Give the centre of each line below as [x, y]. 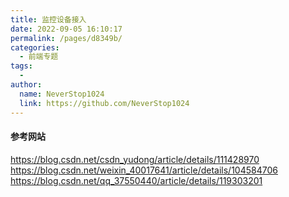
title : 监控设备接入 [48, 19]
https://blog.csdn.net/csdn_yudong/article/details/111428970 [135, 159]
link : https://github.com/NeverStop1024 [104, 103]
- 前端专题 [39, 57]
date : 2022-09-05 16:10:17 [66, 29]
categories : [35, 47]
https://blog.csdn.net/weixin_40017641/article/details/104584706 [144, 170]
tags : [21, 66]
